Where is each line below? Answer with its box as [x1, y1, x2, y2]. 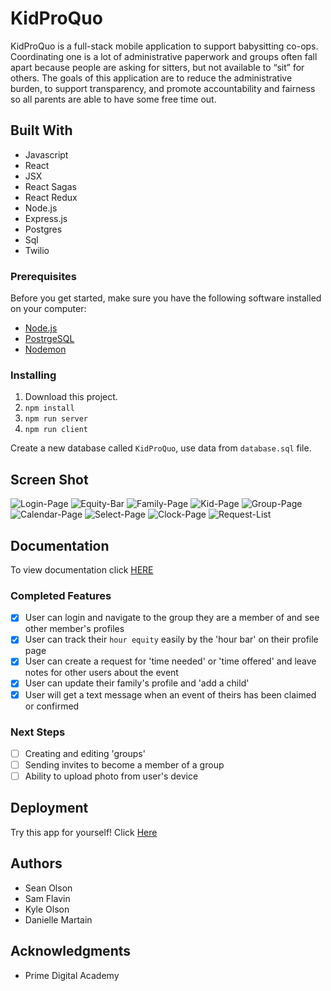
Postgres [24, 223, 63, 235]
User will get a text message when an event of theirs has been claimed [24, 688, 317, 701]
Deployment [10, 800, 89, 817]
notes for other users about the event [24, 667, 179, 679]
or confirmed [24, 700, 80, 712]
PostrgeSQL [24, 333, 75, 345]
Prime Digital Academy [24, 969, 120, 981]
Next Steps [10, 725, 66, 739]
